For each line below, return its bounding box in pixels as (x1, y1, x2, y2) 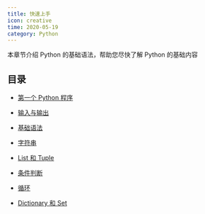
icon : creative (7, 17, 52, 24)
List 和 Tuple (17, 154, 54, 162)
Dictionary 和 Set (17, 199, 67, 208)
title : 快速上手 (7, 10, 51, 18)
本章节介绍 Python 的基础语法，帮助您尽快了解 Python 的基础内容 (7, 50, 198, 59)
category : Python (7, 30, 59, 38)
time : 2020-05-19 (7, 23, 59, 30)
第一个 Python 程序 (17, 94, 74, 102)
